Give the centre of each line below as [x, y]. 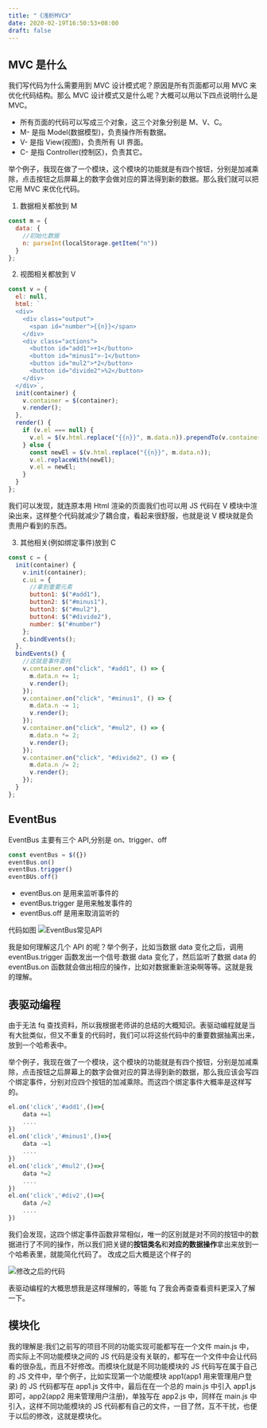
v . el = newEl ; [53, 467]
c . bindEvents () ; [50, 639]
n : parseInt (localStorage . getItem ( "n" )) [90, 243]
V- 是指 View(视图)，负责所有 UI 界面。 [83, 142]
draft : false [30, 30]
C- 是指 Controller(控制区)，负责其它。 [83, 152]
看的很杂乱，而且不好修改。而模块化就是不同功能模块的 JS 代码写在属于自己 [133, 1366]
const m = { [28, 221]
